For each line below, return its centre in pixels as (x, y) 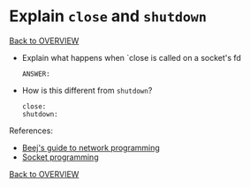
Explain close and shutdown (108, 16)
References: (31, 131)
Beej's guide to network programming (91, 147)
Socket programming (60, 157)
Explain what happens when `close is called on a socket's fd (131, 57)
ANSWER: (36, 74)
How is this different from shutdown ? (87, 90)
